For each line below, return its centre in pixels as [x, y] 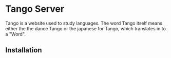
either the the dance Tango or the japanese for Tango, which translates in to [85, 28]
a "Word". [15, 34]
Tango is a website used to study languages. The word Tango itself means [84, 23]
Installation [24, 50]
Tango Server [35, 9]
